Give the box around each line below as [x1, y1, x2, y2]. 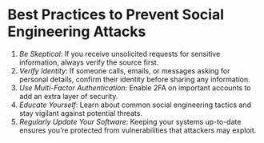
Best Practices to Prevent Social [7, 6, 225, 24]
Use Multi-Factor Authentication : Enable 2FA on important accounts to [18, 82, 251, 93]
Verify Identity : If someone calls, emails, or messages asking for [18, 66, 230, 75]
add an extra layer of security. [18, 91, 118, 101]
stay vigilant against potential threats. [18, 108, 143, 117]
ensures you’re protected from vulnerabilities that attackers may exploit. [18, 125, 257, 135]
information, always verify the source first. [18, 58, 159, 67]
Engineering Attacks [7, 22, 146, 41]
